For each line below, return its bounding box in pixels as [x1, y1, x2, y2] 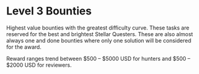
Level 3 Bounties [6, 4, 92, 18]
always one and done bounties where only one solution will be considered [6, 37, 192, 44]
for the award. [6, 43, 42, 51]
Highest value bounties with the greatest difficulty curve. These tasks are [6, 24, 190, 31]
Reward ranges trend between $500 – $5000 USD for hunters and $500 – [6, 55, 191, 62]
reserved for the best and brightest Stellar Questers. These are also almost [6, 30, 193, 37]
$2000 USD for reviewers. [6, 61, 72, 69]
